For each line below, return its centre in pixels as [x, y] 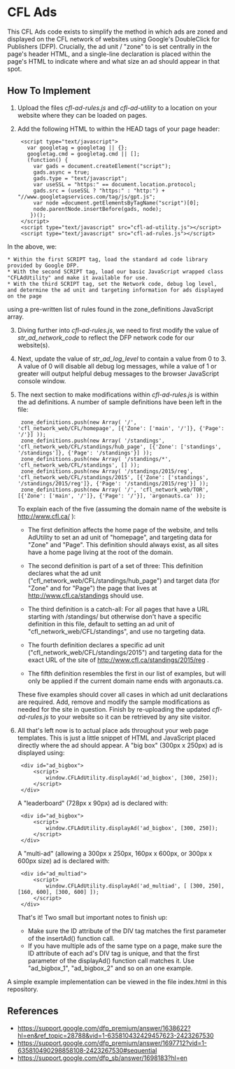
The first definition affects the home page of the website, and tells [123, 530]
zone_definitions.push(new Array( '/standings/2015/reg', [107, 471]
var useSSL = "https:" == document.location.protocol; [115, 184]
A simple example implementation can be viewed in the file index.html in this [117, 981]
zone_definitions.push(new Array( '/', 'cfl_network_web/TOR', [115, 490]
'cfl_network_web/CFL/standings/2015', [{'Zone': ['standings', [113, 477]
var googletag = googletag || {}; [77, 148]
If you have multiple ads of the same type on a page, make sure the [125, 946]
